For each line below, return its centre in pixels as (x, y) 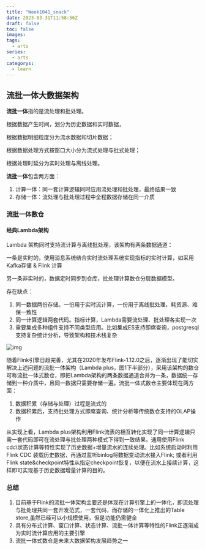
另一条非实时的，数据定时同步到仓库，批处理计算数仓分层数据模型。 (92, 279)
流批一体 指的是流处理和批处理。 (47, 111)
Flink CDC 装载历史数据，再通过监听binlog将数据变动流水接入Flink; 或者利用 (102, 455)
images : (16, 35)
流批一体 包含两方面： (33, 176)
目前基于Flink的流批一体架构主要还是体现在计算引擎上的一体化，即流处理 (107, 502)
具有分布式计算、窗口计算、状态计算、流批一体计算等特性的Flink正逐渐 (104, 525)
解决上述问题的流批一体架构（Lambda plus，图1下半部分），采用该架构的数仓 (103, 367)
